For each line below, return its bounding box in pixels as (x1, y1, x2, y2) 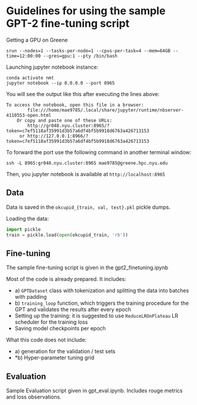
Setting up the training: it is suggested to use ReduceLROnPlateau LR (14, 312, 179, 320)
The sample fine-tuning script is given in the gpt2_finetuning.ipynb (6, 264, 169, 271)
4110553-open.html (6, 112, 51, 118)
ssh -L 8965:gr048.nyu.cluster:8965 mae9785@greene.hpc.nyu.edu (6, 160, 168, 166)
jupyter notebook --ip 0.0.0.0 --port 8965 (6, 80, 115, 86)
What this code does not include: (6, 336, 87, 343)
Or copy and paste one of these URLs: (17, 117, 112, 123)
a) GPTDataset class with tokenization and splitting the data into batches (14, 287, 189, 294)
